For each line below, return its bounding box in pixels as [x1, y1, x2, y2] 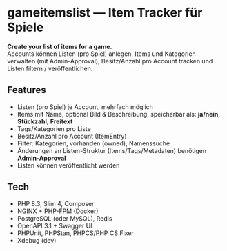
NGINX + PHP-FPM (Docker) [17, 207, 99, 215]
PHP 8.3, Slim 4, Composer [17, 199, 95, 208]
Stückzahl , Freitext [17, 117, 73, 125]
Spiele [7, 19, 44, 35]
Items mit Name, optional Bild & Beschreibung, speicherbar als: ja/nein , [17, 110, 221, 118]
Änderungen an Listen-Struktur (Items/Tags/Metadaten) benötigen [17, 146, 207, 154]
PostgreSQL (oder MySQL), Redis [17, 214, 112, 222]
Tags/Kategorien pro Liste [17, 124, 91, 132]
